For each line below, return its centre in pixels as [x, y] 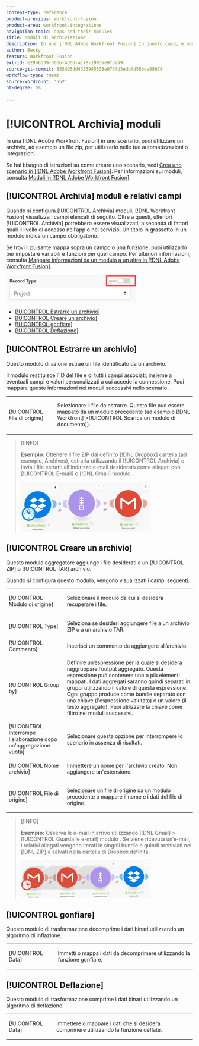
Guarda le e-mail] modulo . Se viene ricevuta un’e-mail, [123, 839]
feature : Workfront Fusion [39, 56]
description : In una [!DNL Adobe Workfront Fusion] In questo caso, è [95, 44]
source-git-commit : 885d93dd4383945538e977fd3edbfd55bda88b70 [84, 69]
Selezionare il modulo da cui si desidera [115, 598]
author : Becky [24, 51]
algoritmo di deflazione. [35, 1006]
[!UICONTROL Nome [34, 765]
